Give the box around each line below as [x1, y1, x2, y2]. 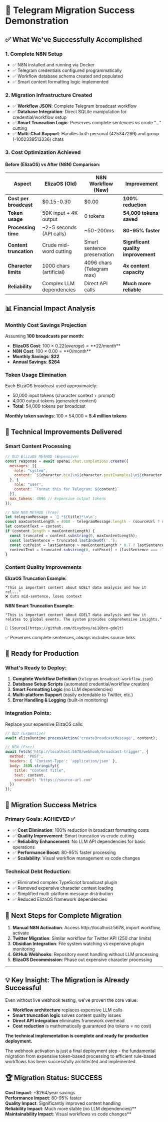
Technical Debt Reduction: [5, 868, 71, 875]
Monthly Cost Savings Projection [5, 321, 87, 328]
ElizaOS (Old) [44, 181, 77, 188]
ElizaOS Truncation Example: [5, 575, 67, 581]
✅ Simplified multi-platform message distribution [12, 891, 113, 897]
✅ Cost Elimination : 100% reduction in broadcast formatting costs [12, 827, 149, 833]
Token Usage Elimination [5, 371, 66, 378]
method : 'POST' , [9, 754, 43, 759]
